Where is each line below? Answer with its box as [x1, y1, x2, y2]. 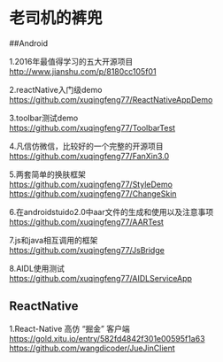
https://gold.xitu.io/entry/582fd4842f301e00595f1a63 [9, 333, 205, 343]
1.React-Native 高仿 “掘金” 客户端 [9, 323, 130, 334]
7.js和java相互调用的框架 [9, 235, 98, 245]
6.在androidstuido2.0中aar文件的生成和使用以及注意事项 [9, 206, 214, 217]
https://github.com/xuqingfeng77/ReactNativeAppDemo [9, 94, 213, 104]
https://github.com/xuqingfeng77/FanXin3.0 [9, 150, 170, 161]
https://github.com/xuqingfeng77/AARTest [9, 216, 164, 227]
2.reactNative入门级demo [9, 84, 103, 95]
